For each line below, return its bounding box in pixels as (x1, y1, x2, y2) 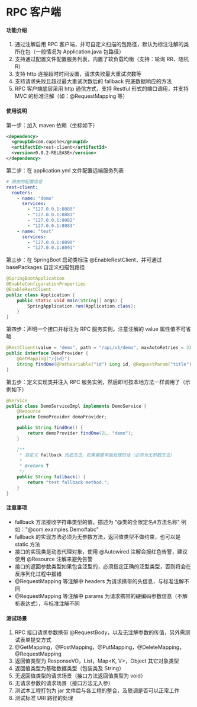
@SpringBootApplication (6, 276, 65, 281)
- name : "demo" (17, 195, 54, 201)
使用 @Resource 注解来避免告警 (14, 555, 93, 562)
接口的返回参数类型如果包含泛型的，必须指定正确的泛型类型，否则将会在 (14, 562, 191, 570)
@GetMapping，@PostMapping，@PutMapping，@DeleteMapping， (14, 644, 185, 651)
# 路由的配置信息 (6, 178, 43, 184)
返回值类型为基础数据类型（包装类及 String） (14, 665, 124, 672)
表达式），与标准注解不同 (20, 600, 80, 607)
